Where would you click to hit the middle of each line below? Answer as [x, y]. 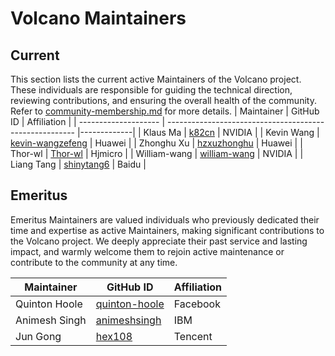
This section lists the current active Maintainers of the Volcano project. [156, 79]
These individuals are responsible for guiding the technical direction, [151, 90]
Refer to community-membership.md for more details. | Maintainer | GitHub [165, 111]
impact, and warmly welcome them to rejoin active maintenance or [147, 251]
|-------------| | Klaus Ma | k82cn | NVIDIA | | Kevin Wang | [198, 132]
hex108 [114, 336]
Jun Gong [38, 336]
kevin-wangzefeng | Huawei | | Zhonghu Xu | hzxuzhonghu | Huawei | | [156, 143]
